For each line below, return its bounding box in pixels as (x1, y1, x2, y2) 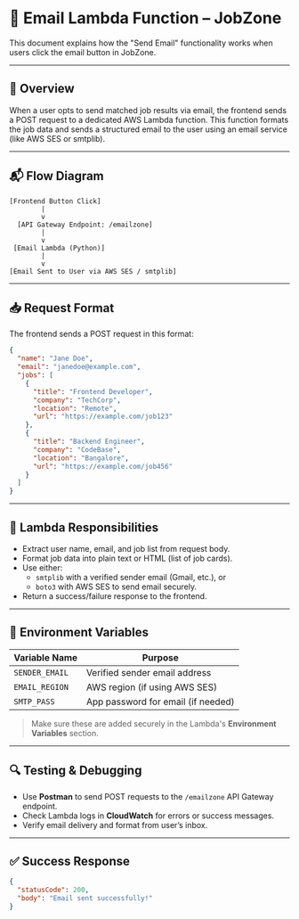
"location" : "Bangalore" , (32, 454, 129, 463)
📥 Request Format (9, 300, 115, 316)
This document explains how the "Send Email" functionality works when (9, 37, 273, 48)
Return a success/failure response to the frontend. (21, 590, 207, 601)
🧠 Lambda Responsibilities (9, 520, 159, 535)
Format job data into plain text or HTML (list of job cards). (21, 553, 233, 563)
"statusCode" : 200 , (17, 886, 90, 895)
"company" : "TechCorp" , (32, 396, 122, 405)
